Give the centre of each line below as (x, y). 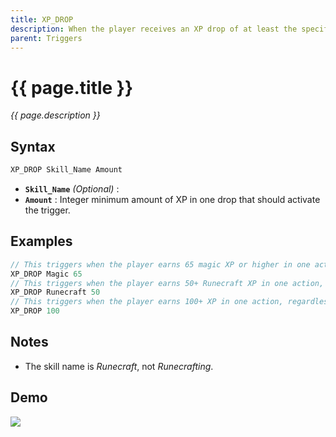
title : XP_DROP (42, 19)
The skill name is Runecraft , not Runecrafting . (119, 366)
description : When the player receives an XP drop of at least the (154, 29)
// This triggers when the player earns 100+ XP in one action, (147, 302)
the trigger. (47, 210)
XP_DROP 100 (35, 311)
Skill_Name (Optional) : (72, 189)
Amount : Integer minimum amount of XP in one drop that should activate (172, 199)
